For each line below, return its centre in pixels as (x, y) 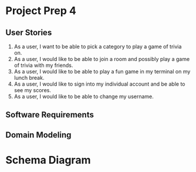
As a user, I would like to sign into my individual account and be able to (99, 84)
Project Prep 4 (41, 11)
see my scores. (32, 90)
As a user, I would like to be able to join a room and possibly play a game (102, 59)
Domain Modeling (38, 135)
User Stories (29, 33)
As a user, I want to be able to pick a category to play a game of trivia (98, 46)
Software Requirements (50, 115)
